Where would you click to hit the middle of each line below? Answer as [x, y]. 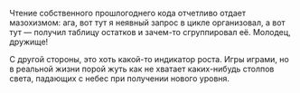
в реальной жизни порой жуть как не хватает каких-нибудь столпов [142, 69]
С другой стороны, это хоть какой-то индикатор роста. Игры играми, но [149, 59]
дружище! [29, 42]
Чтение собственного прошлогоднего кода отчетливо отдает [128, 13]
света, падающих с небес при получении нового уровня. [120, 79]
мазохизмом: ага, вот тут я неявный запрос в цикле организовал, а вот [148, 23]
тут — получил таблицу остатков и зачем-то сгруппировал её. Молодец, [150, 32]
